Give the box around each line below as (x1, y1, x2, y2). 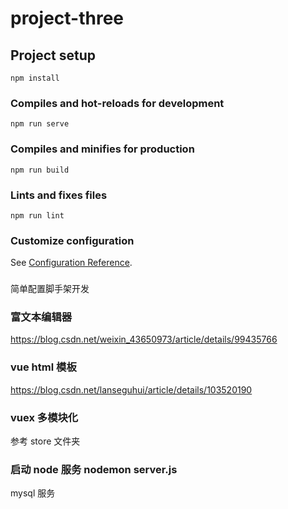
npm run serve (10, 119, 70, 129)
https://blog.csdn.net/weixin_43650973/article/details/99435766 (10, 333, 278, 346)
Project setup (10, 47, 97, 64)
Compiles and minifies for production (10, 142, 195, 156)
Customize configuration (10, 233, 135, 247)
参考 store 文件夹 (10, 435, 81, 447)
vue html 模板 (10, 360, 77, 374)
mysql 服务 (10, 487, 56, 499)
